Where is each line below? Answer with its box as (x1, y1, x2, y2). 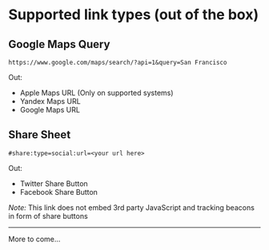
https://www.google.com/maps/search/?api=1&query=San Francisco (8, 58, 227, 66)
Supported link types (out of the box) (8, 6, 259, 24)
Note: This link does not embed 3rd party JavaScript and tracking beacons (8, 202, 255, 212)
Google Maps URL (19, 105, 80, 114)
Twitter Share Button (19, 178, 88, 188)
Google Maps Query (8, 38, 110, 51)
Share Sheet (8, 128, 71, 141)
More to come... (8, 234, 61, 244)
